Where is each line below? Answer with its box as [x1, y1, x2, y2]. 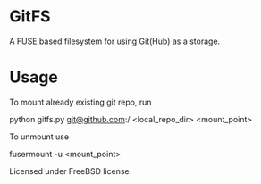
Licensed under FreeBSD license [9, 165, 130, 176]
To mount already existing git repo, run [9, 96, 152, 107]
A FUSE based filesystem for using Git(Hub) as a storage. [9, 36, 221, 46]
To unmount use [9, 131, 70, 142]
